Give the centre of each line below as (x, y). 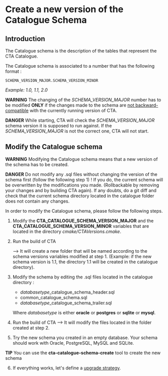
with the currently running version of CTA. (73, 110)
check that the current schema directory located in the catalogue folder (80, 196)
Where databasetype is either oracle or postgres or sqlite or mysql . (84, 312)
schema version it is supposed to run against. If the (59, 126)
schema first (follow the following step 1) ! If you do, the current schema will (84, 179)
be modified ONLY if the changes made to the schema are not (70, 105)
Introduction (25, 39)
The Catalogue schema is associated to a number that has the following (80, 66)
